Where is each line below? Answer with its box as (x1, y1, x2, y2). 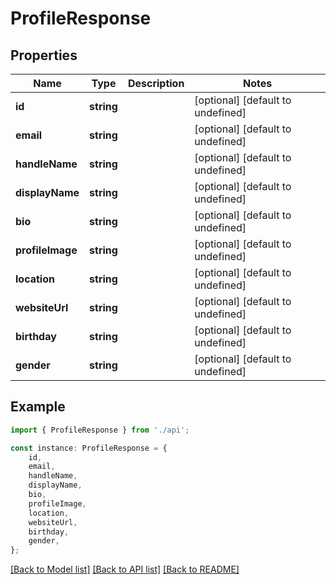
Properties (10, 47, 78, 64)
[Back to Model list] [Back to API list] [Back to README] (10, 563, 240, 576)
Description (127, 77, 185, 90)
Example (10, 398, 66, 416)
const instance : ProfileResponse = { (10, 443, 168, 453)
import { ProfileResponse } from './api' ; (10, 425, 190, 435)
